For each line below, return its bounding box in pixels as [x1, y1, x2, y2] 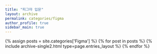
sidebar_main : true [5, 25, 45, 30]
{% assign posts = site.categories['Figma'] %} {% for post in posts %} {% [5, 38, 153, 44]
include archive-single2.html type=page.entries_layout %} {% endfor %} [5, 43, 150, 49]
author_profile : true [5, 20, 49, 26]
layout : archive [5, 12, 38, 16]
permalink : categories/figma [5, 16, 64, 21]
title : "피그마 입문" [5, 7, 44, 12]
